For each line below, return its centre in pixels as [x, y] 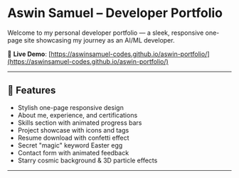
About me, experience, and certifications [78, 115]
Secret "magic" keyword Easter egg [70, 145]
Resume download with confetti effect [73, 138]
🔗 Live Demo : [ [29, 54]
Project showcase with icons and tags [73, 130]
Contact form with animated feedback [73, 152]
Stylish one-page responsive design [71, 107]
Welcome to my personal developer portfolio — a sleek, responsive [106, 33]
